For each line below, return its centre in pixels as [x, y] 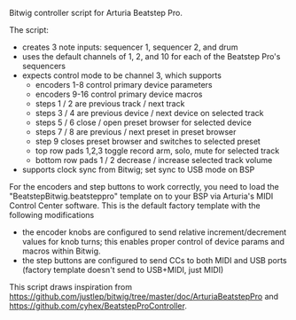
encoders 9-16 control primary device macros [119, 94]
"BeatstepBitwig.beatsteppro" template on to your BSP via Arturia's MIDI [141, 196]
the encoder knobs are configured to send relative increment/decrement [154, 232]
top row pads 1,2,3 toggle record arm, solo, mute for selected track [157, 151]
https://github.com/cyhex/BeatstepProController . [98, 306]
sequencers [44, 66]
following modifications [52, 215]
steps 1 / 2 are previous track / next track [110, 104]
